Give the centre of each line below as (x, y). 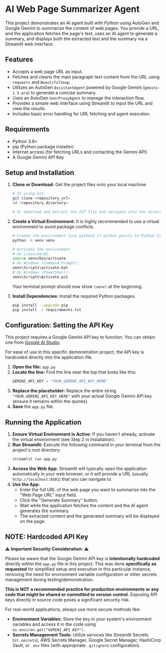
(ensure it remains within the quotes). (50, 401)
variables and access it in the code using (54, 624)
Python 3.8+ (25, 141)
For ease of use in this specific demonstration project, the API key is (75, 352)
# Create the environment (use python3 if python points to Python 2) (87, 236)
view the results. (29, 108)
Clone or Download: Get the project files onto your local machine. (80, 185)
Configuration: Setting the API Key (59, 325)
